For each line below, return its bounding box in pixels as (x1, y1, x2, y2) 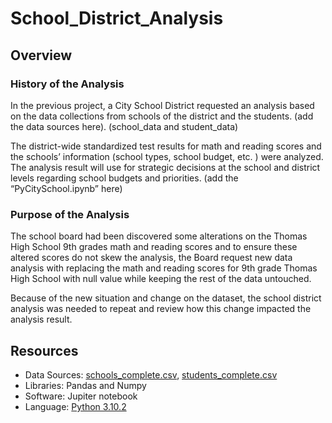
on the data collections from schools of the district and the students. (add (10, 110, 314, 122)
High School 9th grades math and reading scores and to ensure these (10, 241, 298, 253)
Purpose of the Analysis (10, 207, 130, 221)
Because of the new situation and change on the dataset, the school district (10, 292, 322, 304)
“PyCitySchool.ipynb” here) (10, 182, 123, 194)
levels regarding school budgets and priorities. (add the (10, 172, 239, 184)
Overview (10, 47, 73, 64)
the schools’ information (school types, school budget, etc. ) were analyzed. (10, 150, 324, 162)
